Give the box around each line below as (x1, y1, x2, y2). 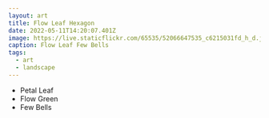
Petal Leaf (19, 85, 54, 95)
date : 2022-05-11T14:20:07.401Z (8, 26, 116, 34)
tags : (8, 49, 26, 57)
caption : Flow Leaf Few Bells (8, 41, 110, 49)
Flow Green (19, 93, 58, 104)
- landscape (15, 64, 56, 72)
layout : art (8, 11, 48, 20)
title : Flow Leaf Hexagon (8, 19, 94, 27)
